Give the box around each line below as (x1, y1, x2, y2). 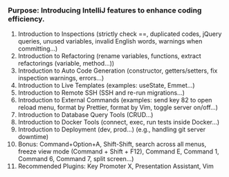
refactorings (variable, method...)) (17, 59, 115, 68)
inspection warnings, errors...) (17, 74, 104, 82)
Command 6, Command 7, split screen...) (17, 155, 134, 163)
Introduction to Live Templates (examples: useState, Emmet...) (17, 82, 196, 90)
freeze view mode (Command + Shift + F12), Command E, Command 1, (17, 147, 220, 156)
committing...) (17, 44, 58, 53)
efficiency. (8, 14, 45, 24)
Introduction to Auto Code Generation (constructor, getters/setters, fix (17, 66, 218, 75)
